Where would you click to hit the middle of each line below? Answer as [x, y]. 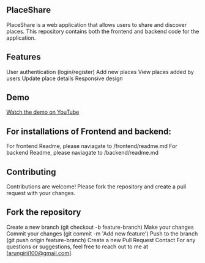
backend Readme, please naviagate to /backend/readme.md [83, 153]
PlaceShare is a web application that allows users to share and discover [97, 24]
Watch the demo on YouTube [43, 112]
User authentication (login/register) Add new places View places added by [100, 72]
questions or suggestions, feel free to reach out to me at [77, 246]
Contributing [31, 172]
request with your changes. [41, 193]
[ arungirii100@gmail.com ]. [40, 253]
